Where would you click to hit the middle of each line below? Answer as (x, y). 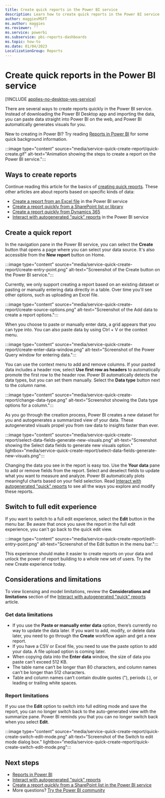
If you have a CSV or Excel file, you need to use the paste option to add (84, 646)
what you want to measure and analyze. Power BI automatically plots (75, 476)
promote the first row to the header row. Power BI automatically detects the (81, 375)
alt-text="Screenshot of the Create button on (114, 270)
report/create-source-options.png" (41, 310)
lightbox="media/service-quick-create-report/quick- (96, 742)
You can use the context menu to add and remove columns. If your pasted (80, 364)
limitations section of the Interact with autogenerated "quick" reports (76, 597)
